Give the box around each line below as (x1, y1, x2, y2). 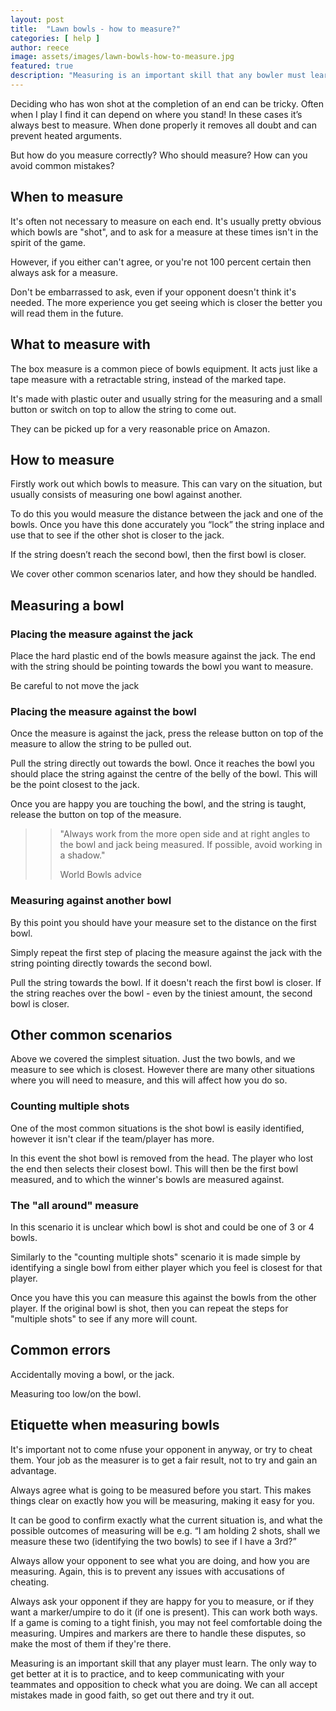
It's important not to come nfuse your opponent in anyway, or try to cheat (10, 1443, 313, 1455)
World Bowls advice (59, 869, 142, 881)
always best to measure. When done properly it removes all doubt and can (10, 119, 317, 131)
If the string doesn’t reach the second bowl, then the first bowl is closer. (10, 549, 307, 561)
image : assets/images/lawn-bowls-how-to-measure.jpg (10, 52, 235, 62)
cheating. (10, 1576, 50, 1588)
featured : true (10, 61, 74, 71)
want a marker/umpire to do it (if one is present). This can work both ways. (10, 1606, 318, 1618)
